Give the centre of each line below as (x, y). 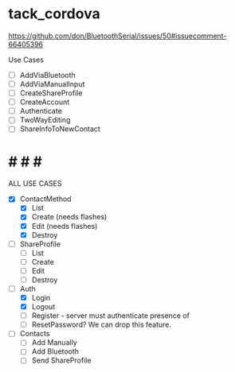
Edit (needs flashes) (65, 226)
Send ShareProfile (61, 360)
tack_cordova (55, 14)
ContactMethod (45, 199)
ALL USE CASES (35, 184)
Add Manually (54, 343)
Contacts (35, 334)
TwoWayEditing (45, 120)
